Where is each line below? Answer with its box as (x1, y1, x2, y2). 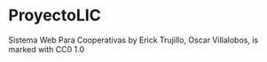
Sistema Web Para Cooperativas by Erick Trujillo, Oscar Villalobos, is (8, 35, 259, 45)
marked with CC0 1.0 (8, 43, 85, 54)
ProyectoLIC (8, 5, 101, 26)
